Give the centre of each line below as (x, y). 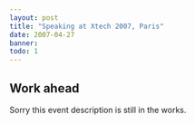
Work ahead (44, 88)
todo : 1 (24, 52)
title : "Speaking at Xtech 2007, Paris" (87, 26)
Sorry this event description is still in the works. (98, 110)
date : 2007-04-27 (42, 34)
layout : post (34, 18)
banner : (24, 43)
